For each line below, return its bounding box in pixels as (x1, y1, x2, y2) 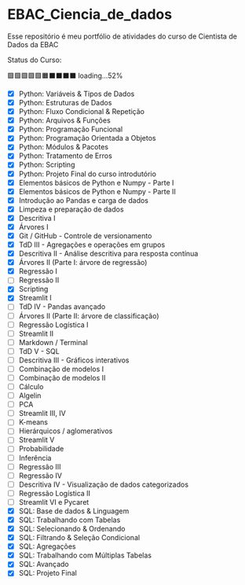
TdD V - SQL (18, 346, 60, 355)
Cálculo (18, 382, 44, 391)
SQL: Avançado (18, 560, 69, 569)
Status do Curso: (7, 55, 62, 64)
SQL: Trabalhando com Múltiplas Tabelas (18, 550, 152, 560)
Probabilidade (18, 444, 64, 454)
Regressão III (18, 462, 61, 471)
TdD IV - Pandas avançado (18, 302, 106, 311)
